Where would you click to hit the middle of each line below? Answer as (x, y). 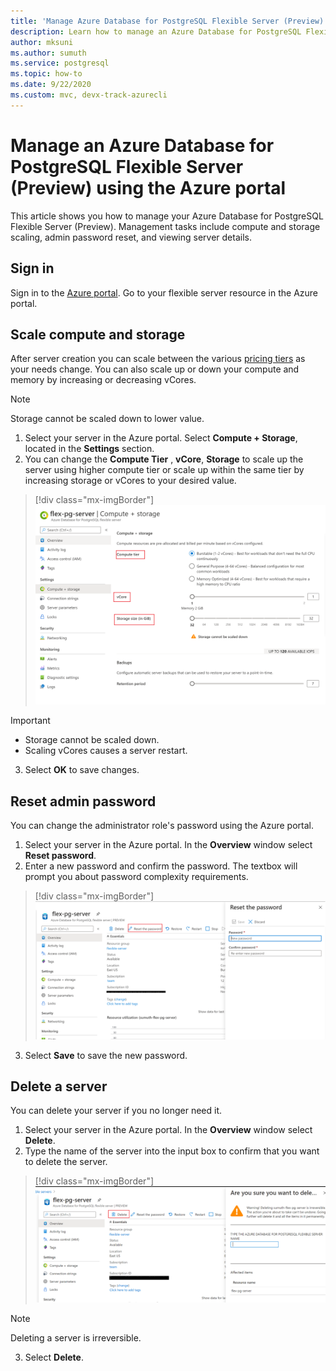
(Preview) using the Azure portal (148, 187)
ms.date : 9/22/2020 (51, 85)
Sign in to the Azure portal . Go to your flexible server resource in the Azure (164, 292)
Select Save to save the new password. (106, 1055)
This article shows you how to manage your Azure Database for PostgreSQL (167, 216)
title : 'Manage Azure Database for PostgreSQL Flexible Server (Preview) (167, 21)
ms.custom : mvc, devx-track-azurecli (89, 95)
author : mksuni (42, 42)
